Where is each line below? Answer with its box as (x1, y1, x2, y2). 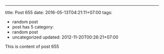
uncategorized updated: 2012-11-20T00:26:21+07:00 (12, 34, 119, 40)
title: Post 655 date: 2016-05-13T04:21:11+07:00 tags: (5, 10, 113, 15)
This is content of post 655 (5, 44, 60, 49)
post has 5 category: (12, 24, 54, 29)
